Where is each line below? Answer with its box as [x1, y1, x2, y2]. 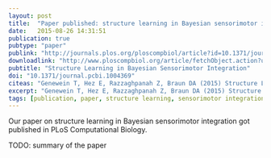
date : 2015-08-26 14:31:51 [8, 27, 106, 35]
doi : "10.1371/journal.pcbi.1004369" [8, 72, 135, 80]
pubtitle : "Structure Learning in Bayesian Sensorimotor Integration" [8, 64, 251, 73]
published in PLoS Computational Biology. [8, 125, 148, 135]
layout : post [8, 11, 52, 20]
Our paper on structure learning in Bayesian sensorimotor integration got [8, 116, 250, 126]
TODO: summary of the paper [8, 140, 107, 150]
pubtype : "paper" [8, 42, 67, 50]
